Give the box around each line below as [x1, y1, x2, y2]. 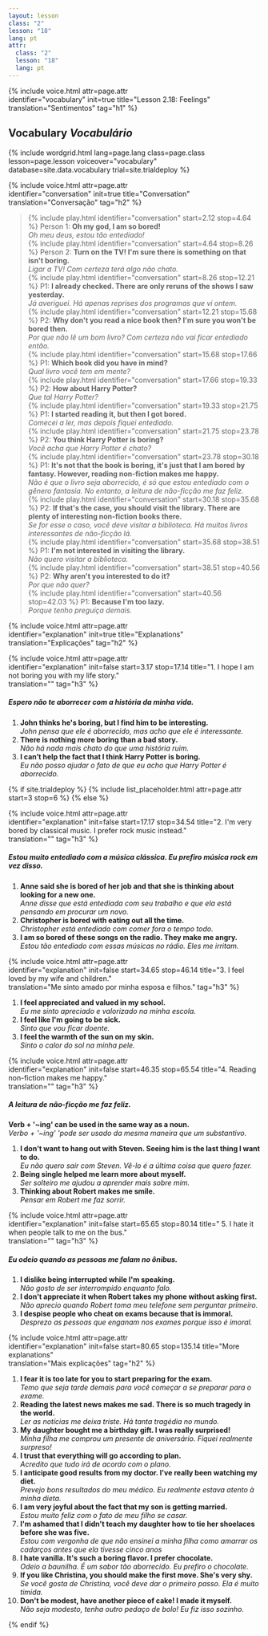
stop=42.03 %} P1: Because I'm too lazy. [27, 596, 165, 606]
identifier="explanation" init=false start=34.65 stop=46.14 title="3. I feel [8, 965, 245, 975]
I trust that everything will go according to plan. [19, 1451, 182, 1461]
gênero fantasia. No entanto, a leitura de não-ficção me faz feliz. [27, 486, 244, 495]
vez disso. [8, 861, 44, 871]
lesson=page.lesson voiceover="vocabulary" [8, 156, 158, 165]
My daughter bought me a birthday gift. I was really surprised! [19, 1426, 230, 1435]
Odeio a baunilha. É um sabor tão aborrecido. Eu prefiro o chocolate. [19, 1562, 250, 1572]
